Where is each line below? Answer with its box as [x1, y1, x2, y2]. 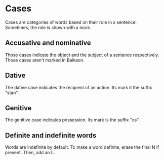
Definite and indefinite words [5, 131, 97, 139]
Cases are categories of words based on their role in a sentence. [5, 19, 137, 25]
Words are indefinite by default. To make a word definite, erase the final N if [5, 144, 159, 150]
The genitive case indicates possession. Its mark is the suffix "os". [5, 117, 140, 123]
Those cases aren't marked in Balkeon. [5, 57, 85, 63]
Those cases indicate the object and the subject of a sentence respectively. [5, 52, 160, 58]
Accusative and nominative [5, 39, 91, 47]
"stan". [5, 90, 19, 96]
